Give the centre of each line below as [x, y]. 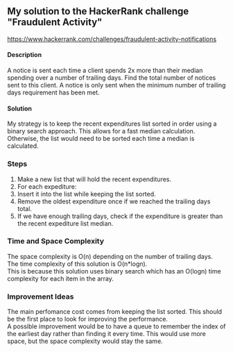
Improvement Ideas [41, 296]
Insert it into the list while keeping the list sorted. [86, 194]
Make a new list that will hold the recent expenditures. [94, 179]
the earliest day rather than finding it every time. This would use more [107, 334]
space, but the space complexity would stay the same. [85, 341]
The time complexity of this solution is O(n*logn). [77, 264]
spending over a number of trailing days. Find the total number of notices [112, 78]
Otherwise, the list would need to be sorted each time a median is [101, 139]
